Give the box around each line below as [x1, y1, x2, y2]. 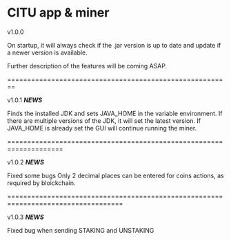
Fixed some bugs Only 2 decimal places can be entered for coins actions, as [7, 171, 224, 180]
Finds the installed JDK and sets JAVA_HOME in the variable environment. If [7, 109, 223, 117]
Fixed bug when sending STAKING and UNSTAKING [7, 226, 154, 234]
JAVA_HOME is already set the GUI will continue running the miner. [7, 124, 197, 132]
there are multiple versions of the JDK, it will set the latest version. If [7, 116, 201, 125]
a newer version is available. [7, 48, 88, 57]
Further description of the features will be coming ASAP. [7, 61, 168, 70]
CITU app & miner [7, 5, 110, 21]
